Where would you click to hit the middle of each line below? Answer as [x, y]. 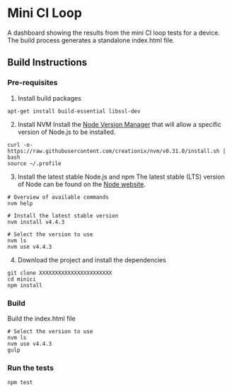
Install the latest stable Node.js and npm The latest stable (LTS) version [121, 177]
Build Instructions [47, 63]
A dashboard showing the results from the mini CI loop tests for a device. [114, 33]
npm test [20, 383]
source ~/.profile [34, 163]
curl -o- [20, 145]
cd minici [22, 279]
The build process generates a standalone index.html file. [91, 40]
